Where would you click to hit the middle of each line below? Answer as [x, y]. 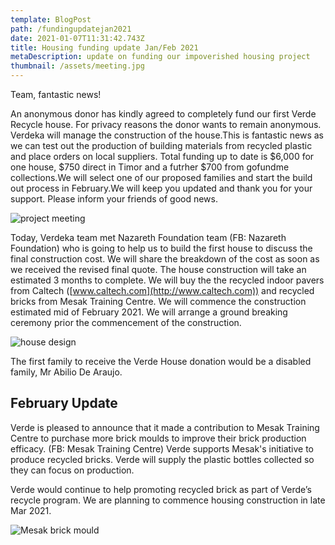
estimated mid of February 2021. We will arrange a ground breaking [149, 312]
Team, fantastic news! [56, 94]
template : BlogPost [51, 19]
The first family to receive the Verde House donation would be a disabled [161, 361]
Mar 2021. [31, 510]
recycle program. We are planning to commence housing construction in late [168, 500]
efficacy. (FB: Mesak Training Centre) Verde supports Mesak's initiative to [162, 448]
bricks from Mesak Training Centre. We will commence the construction [158, 301]
